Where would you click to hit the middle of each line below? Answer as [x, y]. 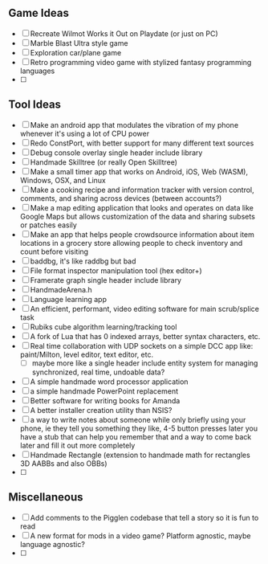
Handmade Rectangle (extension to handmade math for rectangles [140, 455]
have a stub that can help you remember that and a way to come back [136, 436]
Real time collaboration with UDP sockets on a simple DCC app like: [142, 345]
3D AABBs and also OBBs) [63, 463]
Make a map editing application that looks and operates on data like [142, 207]
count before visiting [54, 251]
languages [37, 71]
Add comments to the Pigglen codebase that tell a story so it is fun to [144, 517]
